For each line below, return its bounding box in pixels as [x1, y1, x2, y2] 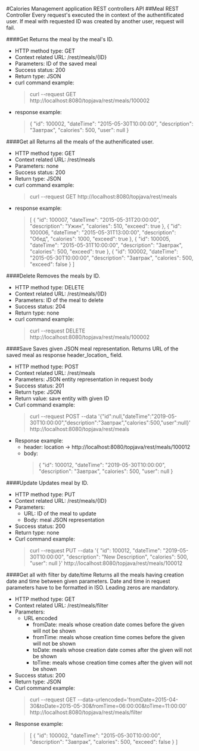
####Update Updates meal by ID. [6, 480, 88, 486]
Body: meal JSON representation [23, 517, 105, 523]
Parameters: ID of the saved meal [14, 60, 97, 67]
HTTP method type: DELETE [14, 284, 85, 291]
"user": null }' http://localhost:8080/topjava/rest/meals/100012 [29, 560, 183, 567]
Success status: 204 [14, 303, 66, 310]
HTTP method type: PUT [14, 491, 76, 498]
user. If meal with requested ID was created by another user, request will [6, 18, 184, 25]
